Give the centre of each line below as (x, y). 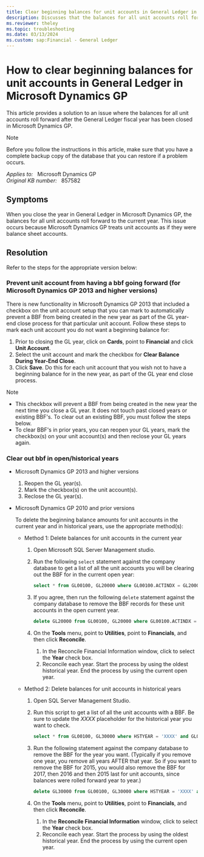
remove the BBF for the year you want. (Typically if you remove (112, 754)
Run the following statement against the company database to (111, 748)
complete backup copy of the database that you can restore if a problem (97, 156)
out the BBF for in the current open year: (84, 574)
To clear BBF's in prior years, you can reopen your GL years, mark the (102, 430)
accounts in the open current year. (76, 610)
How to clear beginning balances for (100, 70)
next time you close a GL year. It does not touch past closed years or (101, 410)
